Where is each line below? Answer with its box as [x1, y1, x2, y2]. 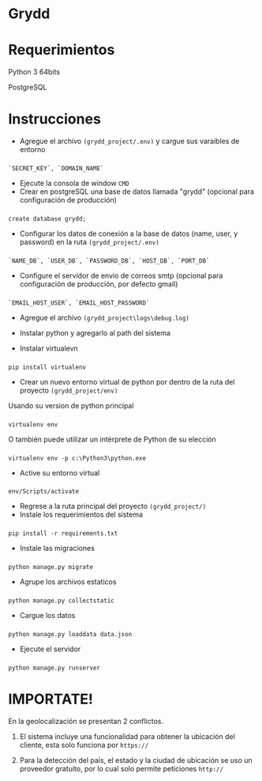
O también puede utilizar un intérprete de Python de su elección [8, 434, 217, 444]
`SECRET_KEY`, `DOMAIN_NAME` [8, 164, 104, 173]
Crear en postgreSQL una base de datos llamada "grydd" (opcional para [19, 187, 255, 196]
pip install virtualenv [8, 363, 87, 371]
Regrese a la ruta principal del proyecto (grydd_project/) [19, 502, 207, 511]
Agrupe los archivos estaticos [19, 577, 117, 586]
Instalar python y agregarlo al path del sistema [19, 328, 171, 337]
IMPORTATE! [8, 690, 93, 708]
